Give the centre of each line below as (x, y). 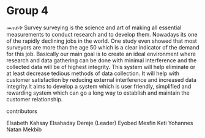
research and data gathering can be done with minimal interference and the (102, 60)
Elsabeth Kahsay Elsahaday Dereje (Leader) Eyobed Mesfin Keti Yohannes (100, 123)
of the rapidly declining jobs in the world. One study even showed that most (102, 41)
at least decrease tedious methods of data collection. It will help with (93, 73)
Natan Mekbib (24, 129)
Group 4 (28, 11)
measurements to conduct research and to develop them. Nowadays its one (102, 34)
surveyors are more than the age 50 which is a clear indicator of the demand (103, 47)
